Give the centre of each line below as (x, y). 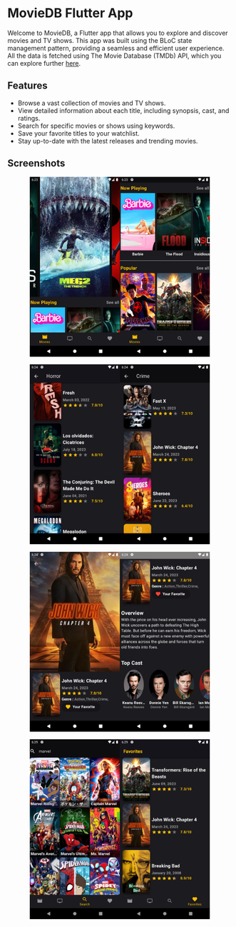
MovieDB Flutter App (70, 13)
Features (27, 86)
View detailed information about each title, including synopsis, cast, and (123, 110)
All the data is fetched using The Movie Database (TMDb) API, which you (114, 56)
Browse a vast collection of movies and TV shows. (92, 103)
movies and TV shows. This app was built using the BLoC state (100, 40)
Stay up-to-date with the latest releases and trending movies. (108, 141)
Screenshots (36, 163)
